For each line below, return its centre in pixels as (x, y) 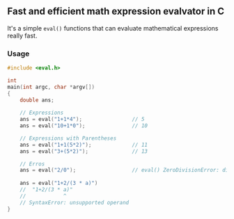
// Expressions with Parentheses (68, 138)
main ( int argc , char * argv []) (51, 87)
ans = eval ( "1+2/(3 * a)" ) (59, 184)
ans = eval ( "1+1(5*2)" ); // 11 (84, 145)
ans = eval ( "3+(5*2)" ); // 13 (84, 151)
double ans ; (37, 100)
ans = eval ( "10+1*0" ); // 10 (84, 126)
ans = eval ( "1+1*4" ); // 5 (82, 120)
